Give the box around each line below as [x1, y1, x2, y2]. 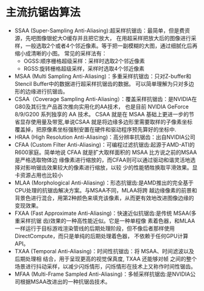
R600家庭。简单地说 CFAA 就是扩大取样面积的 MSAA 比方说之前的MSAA [14, 149, 197, 156]
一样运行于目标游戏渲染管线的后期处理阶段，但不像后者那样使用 [14, 225, 175, 232]
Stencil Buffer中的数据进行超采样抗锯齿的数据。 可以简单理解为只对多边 [14, 80, 194, 87]
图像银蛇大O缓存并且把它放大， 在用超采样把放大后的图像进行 [35, 34, 191, 41]
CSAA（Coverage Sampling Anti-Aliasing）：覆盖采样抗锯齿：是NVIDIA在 [14, 95, 197, 102]
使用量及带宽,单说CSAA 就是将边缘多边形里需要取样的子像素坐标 [30, 118, 193, 125]
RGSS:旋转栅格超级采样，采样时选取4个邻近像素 [23, 65, 145, 72]
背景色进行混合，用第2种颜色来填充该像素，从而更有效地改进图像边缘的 [14, 194, 194, 202]
